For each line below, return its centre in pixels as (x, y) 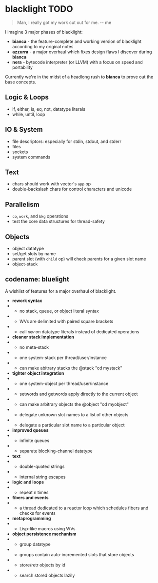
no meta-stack (34, 347)
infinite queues (34, 441)
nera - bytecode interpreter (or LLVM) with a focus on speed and (77, 62)
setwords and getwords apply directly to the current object (79, 394)
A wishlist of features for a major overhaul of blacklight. (61, 291)
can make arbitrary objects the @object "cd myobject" (74, 404)
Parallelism (22, 204)
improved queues (30, 430)
